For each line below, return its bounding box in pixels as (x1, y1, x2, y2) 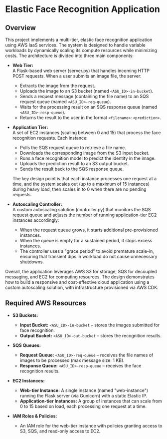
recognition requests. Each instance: (12, 135, 88, 141)
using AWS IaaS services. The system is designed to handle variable (5, 42, 146, 48)
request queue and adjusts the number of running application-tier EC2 (12, 212, 157, 218)
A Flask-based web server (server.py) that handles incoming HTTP (12, 68, 150, 74)
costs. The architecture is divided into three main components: (5, 53, 134, 59)
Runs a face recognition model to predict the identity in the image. (19, 155, 156, 161)
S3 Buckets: (12, 312, 38, 318)
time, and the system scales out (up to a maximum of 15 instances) (12, 181, 150, 187)
